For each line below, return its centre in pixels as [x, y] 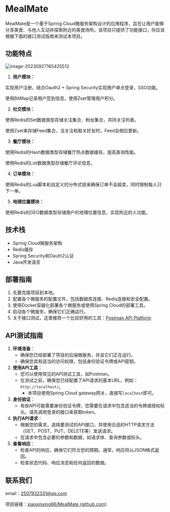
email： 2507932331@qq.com [36, 493]
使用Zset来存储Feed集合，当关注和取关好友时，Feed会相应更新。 [73, 130]
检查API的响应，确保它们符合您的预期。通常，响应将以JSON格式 [88, 450]
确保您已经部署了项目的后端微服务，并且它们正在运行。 [78, 355]
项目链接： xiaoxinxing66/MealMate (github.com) [56, 504]
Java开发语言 [27, 262]
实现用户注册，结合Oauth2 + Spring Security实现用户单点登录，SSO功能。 [83, 87]
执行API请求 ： [28, 418]
